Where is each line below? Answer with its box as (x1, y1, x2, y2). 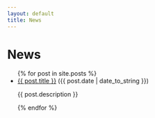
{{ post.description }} (17, 90, 79, 99)
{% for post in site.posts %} (17, 69, 97, 78)
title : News (7, 17, 42, 24)
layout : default (7, 10, 54, 17)
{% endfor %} (17, 103, 58, 112)
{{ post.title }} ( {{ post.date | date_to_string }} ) (17, 77, 149, 85)
